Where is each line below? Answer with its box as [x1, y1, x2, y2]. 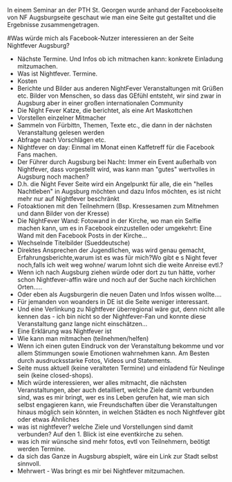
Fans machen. [17, 150, 58, 159]
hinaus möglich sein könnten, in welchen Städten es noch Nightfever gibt [17, 408, 226, 416]
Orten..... [17, 283, 43, 291]
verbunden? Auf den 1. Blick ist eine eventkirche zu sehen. [17, 430, 184, 438]
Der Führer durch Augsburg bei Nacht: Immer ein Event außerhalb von [17, 158, 217, 166]
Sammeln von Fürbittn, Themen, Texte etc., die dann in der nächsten [17, 121, 213, 129]
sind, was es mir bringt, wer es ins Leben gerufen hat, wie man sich [17, 393, 209, 401]
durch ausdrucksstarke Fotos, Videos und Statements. [17, 357, 173, 364]
